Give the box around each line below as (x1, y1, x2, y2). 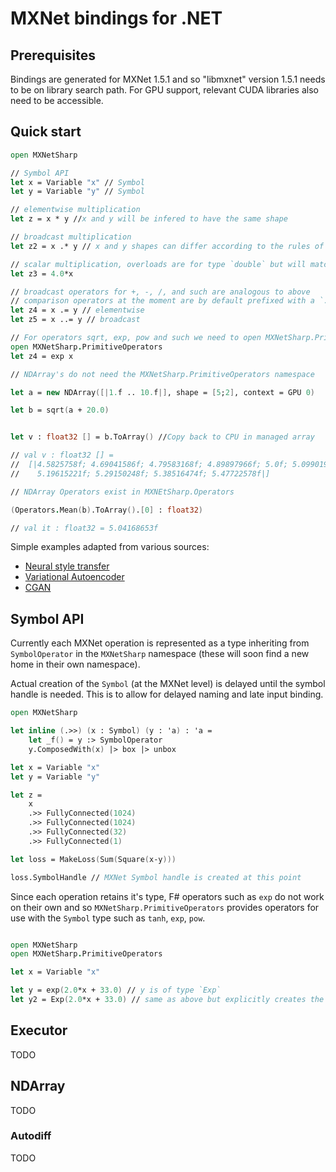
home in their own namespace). (10, 658, 141, 671)
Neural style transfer (24, 560, 110, 572)
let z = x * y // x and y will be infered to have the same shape (10, 214, 288, 224)
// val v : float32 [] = (10, 450, 114, 461)
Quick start (10, 123, 82, 141)
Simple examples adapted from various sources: (10, 541, 210, 553)
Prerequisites (10, 47, 96, 64)
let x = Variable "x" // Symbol (10, 177, 145, 187)
